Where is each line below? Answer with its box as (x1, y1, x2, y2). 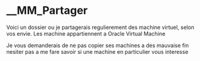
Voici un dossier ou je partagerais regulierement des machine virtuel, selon (6, 24, 195, 31)
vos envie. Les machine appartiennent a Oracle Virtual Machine (6, 30, 166, 37)
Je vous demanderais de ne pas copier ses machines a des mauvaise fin (6, 42, 189, 49)
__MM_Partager (6, 4, 88, 18)
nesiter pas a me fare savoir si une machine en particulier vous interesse (6, 48, 189, 55)
